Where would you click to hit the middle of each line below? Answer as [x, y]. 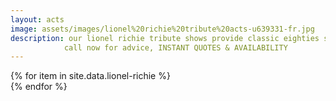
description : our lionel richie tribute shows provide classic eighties [165, 38]
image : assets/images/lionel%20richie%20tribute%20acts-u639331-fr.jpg [162, 29]
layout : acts [37, 19]
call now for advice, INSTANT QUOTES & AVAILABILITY [175, 47]
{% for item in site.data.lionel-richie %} [90, 76]
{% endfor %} [39, 87]
